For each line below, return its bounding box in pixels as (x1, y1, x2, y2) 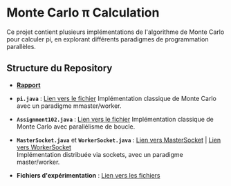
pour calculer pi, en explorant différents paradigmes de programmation (6, 35, 209, 43)
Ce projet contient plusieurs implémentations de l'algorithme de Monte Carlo (6, 28, 225, 36)
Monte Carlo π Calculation (6, 5, 160, 21)
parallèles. (6, 42, 36, 50)
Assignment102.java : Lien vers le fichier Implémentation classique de (16, 115, 214, 123)
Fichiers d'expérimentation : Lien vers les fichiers (16, 171, 160, 179)
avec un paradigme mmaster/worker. (16, 102, 122, 110)
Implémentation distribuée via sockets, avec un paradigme (16, 150, 184, 158)
